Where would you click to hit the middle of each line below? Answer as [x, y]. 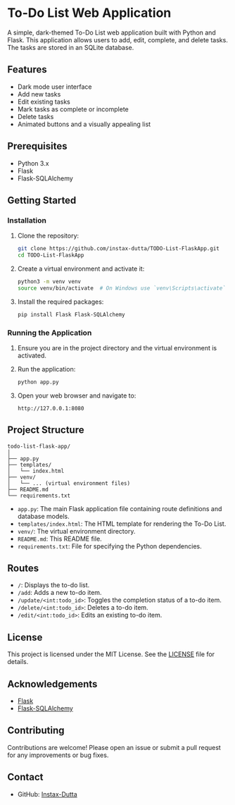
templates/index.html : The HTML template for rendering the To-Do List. [122, 524]
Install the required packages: [61, 302]
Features [27, 69]
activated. [32, 355]
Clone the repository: [48, 236]
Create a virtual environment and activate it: [81, 269]
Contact [25, 777]
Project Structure [46, 430]
